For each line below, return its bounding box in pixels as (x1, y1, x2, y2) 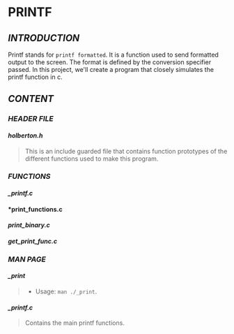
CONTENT (8, 93, 54, 105)
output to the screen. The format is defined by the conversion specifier (8, 58, 212, 66)
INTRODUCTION (8, 32, 80, 44)
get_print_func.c (8, 237, 58, 245)
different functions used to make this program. (24, 154, 159, 163)
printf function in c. (8, 73, 63, 81)
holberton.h (8, 131, 43, 140)
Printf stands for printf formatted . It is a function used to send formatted (8, 50, 219, 59)
